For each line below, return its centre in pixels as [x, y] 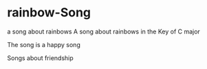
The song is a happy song [44, 44]
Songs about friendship [40, 58]
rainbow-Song [49, 13]
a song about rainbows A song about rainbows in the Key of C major [104, 31]
